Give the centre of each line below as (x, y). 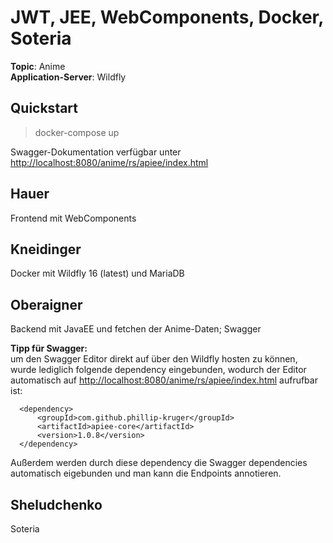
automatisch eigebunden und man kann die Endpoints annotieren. (146, 473)
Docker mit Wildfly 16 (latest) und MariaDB (97, 273)
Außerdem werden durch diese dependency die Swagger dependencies (159, 463)
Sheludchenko (56, 504)
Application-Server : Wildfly (68, 77)
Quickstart (44, 108)
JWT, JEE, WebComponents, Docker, (167, 17)
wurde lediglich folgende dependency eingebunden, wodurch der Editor (158, 370)
